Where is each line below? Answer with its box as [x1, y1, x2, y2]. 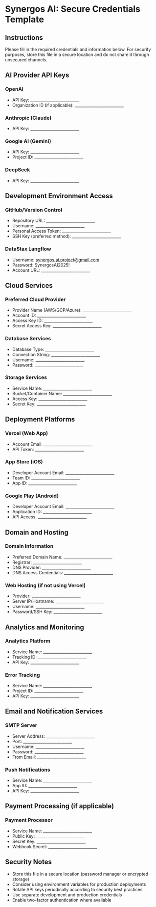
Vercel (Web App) [5, 430, 48, 437]
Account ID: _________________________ [12, 313, 87, 319]
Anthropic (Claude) [5, 114, 52, 121]
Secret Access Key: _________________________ [12, 323, 102, 329]
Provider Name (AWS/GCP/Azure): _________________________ [12, 307, 132, 313]
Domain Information [5, 543, 54, 550]
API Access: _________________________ [12, 514, 87, 520]
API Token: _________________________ [12, 446, 84, 452]
